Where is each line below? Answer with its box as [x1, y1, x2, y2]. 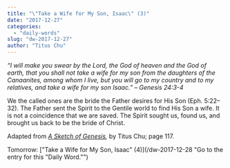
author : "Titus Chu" [7, 42, 67, 49]
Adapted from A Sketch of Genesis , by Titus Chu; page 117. [7, 132, 175, 140]
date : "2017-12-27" [7, 17, 64, 24]
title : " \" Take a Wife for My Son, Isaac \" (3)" [7, 10, 150, 17]
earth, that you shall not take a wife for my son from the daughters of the [7, 68, 215, 77]
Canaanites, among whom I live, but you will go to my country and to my [7, 76, 214, 84]
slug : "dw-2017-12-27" [7, 36, 73, 43]
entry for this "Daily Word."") [7, 153, 88, 161]
